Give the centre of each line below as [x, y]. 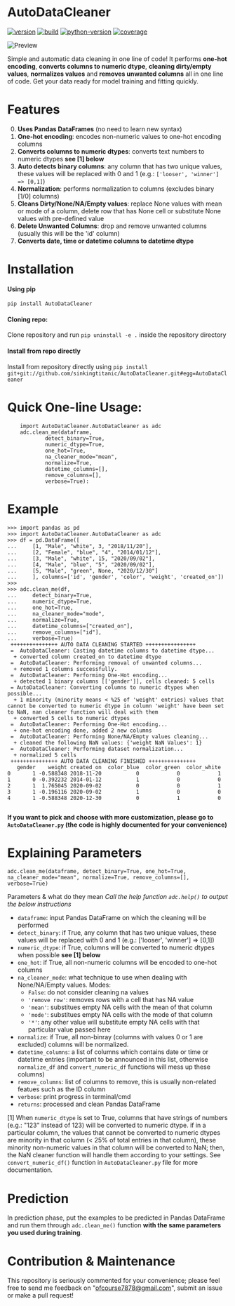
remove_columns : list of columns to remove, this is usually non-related [116, 1082]
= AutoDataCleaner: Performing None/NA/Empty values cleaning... [109, 737]
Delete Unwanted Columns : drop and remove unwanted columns [112, 226]
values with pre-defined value [61, 218]
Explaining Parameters [75, 853]
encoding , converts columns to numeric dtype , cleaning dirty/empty [109, 66]
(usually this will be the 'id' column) [69, 233]
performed [33, 925]
